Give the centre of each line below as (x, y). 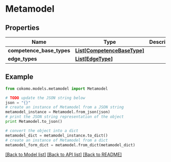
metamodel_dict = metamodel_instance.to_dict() (57, 136)
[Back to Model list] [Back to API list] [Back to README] (64, 155)
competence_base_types (39, 50)
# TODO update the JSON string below (45, 98)
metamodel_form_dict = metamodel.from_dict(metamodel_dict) (70, 145)
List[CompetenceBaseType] (110, 50)
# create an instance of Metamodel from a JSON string (65, 107)
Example (19, 77)
